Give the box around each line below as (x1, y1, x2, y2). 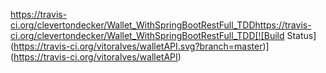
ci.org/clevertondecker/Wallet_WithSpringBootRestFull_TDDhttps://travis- (10, 19, 312, 31)
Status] (286, 30, 317, 41)
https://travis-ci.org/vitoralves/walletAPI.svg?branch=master (13, 40, 263, 52)
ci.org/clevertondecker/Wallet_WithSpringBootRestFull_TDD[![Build (10, 30, 285, 41)
